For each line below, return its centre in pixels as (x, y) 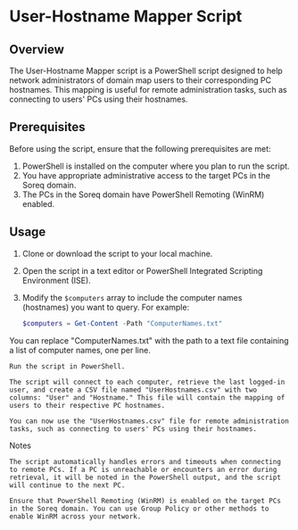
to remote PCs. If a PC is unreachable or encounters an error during (143, 469)
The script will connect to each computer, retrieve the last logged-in (147, 382)
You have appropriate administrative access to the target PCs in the (146, 175)
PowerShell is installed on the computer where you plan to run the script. (156, 166)
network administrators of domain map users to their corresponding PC (141, 80)
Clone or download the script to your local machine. (117, 253)
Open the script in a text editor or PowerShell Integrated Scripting (142, 270)
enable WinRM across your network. (75, 516)
